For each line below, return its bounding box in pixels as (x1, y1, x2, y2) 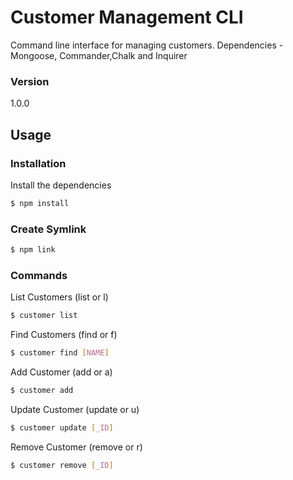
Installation (10, 156, 67, 170)
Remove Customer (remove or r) (10, 441, 143, 453)
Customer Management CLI (10, 6, 244, 29)
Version (10, 74, 50, 88)
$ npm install (10, 198, 70, 208)
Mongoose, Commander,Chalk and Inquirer (10, 49, 188, 61)
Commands (10, 268, 68, 282)
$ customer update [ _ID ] (10, 422, 114, 433)
